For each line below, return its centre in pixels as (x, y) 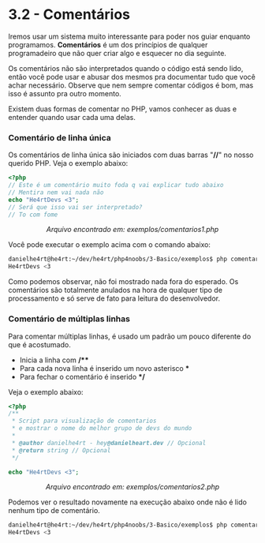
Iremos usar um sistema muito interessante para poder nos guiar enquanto (129, 36)
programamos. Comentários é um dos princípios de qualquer (108, 44)
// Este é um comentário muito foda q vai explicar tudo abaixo (116, 185)
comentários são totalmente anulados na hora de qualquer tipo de (116, 290)
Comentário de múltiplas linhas (69, 319)
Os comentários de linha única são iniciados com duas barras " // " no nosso (131, 155)
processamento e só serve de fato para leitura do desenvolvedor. (114, 298)
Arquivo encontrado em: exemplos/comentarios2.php (132, 487)
